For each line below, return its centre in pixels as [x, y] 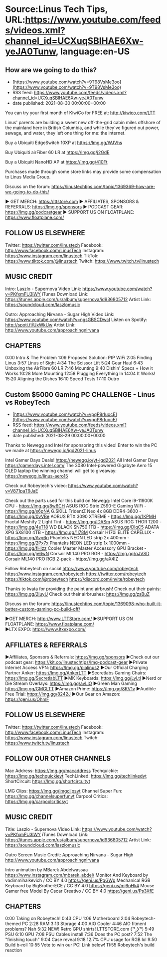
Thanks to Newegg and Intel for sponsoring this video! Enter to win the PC [81, 445]
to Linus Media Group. [28, 177]
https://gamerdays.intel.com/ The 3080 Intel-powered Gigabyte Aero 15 [79, 466]
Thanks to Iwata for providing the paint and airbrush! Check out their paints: [83, 589]
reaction [14, 950]
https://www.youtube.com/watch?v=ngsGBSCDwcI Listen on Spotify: [76, 319]
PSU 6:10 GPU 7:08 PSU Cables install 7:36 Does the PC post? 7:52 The [79, 934]
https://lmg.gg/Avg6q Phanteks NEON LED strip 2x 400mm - [67, 538]
